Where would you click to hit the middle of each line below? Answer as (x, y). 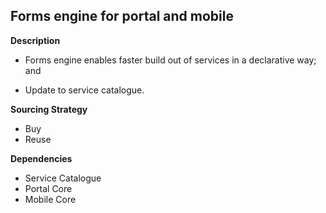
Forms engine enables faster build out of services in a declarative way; (170, 60)
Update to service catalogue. (84, 90)
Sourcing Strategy (49, 109)
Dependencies (41, 158)
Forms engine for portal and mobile (122, 16)
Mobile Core (50, 199)
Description (35, 40)
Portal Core (48, 188)
